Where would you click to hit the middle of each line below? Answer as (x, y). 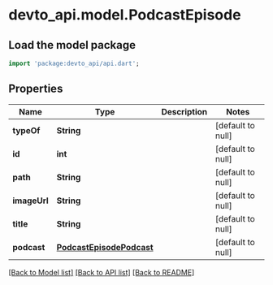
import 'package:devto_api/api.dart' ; (74, 63)
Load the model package (72, 45)
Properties (36, 89)
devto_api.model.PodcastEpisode (125, 15)
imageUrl (30, 201)
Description (184, 111)
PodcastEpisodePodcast (105, 247)
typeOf (26, 130)
